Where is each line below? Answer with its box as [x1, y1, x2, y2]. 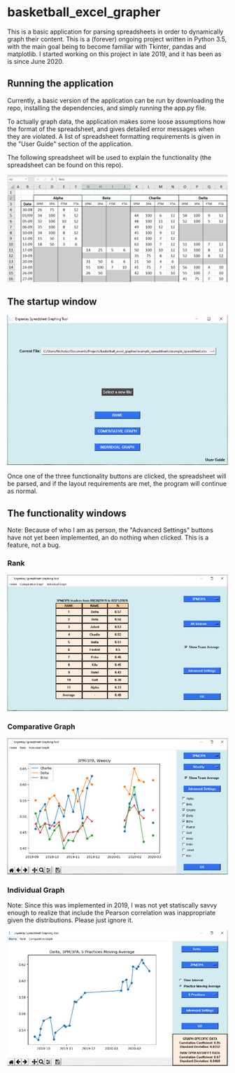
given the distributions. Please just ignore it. [7, 916, 134, 924]
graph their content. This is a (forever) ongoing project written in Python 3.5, [7, 34, 227, 43]
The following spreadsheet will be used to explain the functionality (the [7, 153, 212, 161]
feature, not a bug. [7, 541, 61, 549]
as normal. [7, 487, 38, 495]
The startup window [7, 296, 97, 308]
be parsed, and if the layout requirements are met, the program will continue [7, 480, 227, 488]
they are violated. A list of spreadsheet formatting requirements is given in [7, 132, 221, 140]
